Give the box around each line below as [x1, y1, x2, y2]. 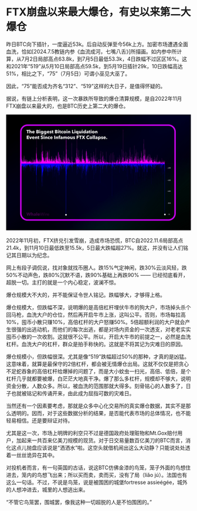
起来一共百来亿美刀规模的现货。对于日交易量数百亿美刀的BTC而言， [21, 437, 186, 444]
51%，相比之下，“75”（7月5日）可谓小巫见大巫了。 [6, 70, 131, 77]
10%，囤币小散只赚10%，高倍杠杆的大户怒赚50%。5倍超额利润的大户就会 [6, 319, 185, 326]
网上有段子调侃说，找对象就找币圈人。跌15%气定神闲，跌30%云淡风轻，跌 [6, 264, 187, 271]
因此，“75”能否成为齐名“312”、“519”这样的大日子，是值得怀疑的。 [6, 82, 166, 89]
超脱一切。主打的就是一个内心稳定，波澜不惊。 [6, 279, 119, 286]
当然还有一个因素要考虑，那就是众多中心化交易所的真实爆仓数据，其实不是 [6, 402, 186, 409]
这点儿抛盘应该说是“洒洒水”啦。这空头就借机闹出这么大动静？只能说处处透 [11, 445, 191, 452]
